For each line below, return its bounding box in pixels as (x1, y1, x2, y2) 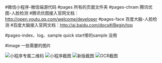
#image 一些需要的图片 (5, 43, 51, 48)
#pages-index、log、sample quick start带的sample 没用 (5, 33, 117, 38)
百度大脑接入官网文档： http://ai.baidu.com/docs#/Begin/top (13, 22, 133, 28)
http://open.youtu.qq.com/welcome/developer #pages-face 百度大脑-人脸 (5, 16, 153, 22)
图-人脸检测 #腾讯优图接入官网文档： (5, 10, 79, 16)
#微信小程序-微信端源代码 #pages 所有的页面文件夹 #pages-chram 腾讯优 (5, 4, 153, 10)
